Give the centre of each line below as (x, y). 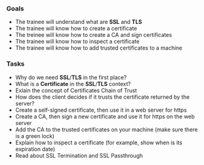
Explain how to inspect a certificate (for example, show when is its (99, 142)
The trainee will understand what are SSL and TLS (79, 22)
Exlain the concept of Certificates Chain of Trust (76, 90)
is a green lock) (35, 136)
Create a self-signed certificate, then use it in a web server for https (101, 110)
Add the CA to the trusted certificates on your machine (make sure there (106, 129)
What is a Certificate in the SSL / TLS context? (73, 83)
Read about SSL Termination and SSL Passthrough (79, 155)
